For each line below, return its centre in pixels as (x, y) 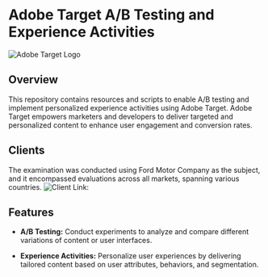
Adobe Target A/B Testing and (111, 15)
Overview (33, 80)
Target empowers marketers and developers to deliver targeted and (121, 116)
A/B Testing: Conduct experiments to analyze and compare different (134, 232)
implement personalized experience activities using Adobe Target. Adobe (130, 107)
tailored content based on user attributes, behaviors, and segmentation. (139, 265)
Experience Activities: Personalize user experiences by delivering (130, 256)
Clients (27, 151)
